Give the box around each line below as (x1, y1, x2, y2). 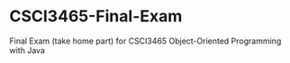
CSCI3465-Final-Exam (9, 6, 183, 27)
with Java (9, 44, 45, 55)
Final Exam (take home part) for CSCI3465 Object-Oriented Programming (9, 35, 282, 46)
